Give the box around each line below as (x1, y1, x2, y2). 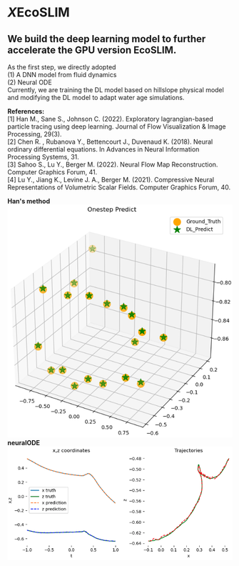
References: (7, 107, 45, 115)
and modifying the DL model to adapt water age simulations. (7, 94, 185, 101)
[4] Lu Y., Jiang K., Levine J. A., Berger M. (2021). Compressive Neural (7, 176, 215, 184)
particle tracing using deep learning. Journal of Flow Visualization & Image (7, 122, 226, 131)
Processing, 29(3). (7, 130, 62, 138)
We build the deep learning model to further (7, 33, 206, 45)
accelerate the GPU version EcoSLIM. (7, 44, 177, 56)
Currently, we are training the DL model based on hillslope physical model (7, 86, 225, 94)
